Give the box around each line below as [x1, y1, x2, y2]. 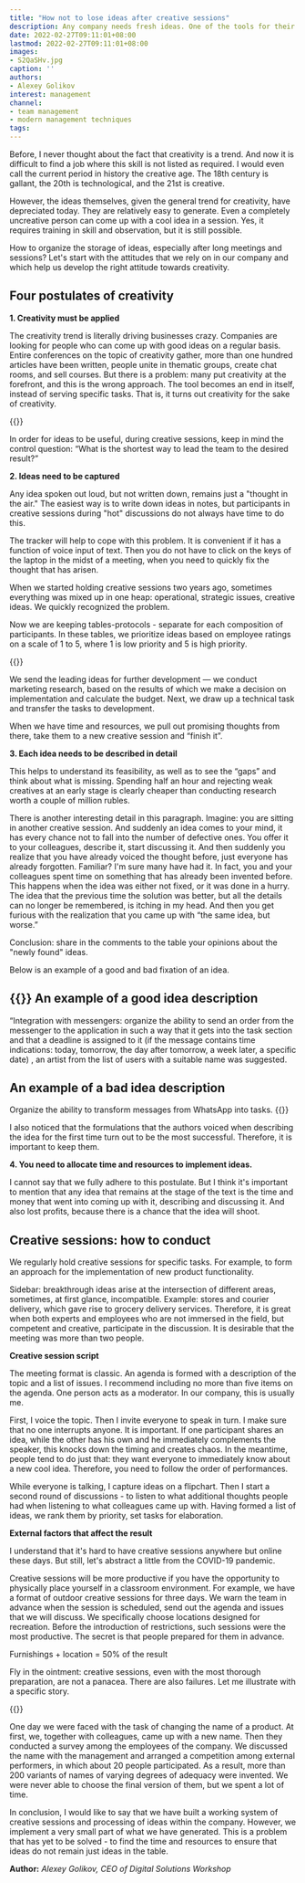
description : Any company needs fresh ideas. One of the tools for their [9, 22, 296, 31]
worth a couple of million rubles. [9, 794, 130, 805]
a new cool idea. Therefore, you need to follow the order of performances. [9, 1463, 289, 1475]
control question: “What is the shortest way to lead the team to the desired [9, 443, 289, 454]
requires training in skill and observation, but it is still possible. [9, 225, 243, 236]
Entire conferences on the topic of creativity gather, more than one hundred [9, 349, 293, 361]
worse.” [9, 919, 38, 930]
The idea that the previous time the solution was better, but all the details [9, 889, 283, 900]
